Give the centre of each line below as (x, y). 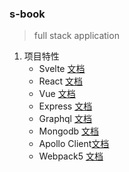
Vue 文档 (57, 94)
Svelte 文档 (62, 69)
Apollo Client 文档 (74, 144)
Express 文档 (65, 106)
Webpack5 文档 (71, 156)
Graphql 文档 (65, 119)
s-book (27, 14)
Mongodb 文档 (68, 131)
